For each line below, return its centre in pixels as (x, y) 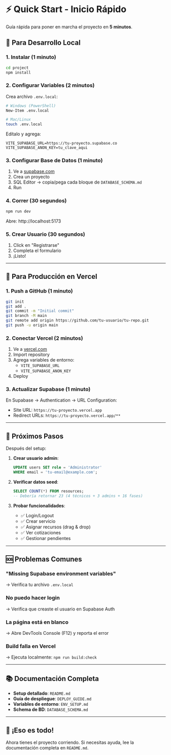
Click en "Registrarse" (36, 245)
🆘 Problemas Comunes (44, 560)
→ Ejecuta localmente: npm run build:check (51, 657)
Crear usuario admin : (36, 458)
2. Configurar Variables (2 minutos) (50, 85)
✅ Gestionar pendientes (46, 538)
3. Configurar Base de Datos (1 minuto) (54, 161)
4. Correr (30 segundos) (36, 201)
